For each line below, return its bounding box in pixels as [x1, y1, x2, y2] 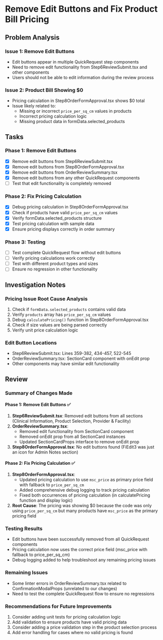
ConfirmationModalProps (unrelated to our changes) [12, 585, 118, 591]
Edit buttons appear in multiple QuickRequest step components [12, 59, 139, 64]
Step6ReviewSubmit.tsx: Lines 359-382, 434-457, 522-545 [12, 351, 131, 356]
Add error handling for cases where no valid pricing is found [12, 629, 133, 635]
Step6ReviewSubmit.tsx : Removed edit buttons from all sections [12, 413, 143, 418]
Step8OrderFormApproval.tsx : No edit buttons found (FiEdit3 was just [12, 444, 155, 450]
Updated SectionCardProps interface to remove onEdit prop [19, 438, 140, 445]
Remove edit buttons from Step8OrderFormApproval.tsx [12, 164, 125, 169]
